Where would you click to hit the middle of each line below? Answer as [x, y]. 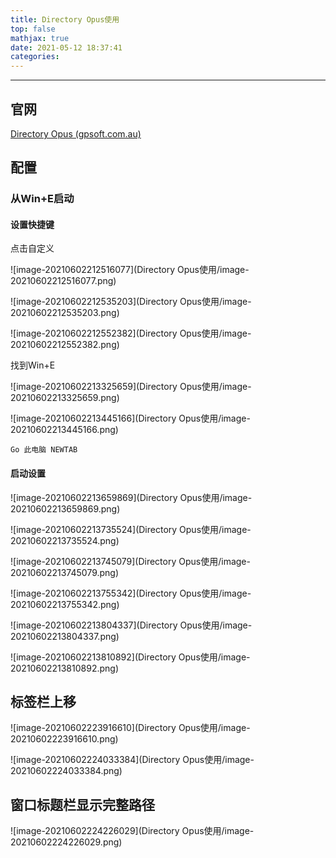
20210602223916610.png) [64, 739]
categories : [35, 57]
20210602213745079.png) [65, 572]
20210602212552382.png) [65, 345]
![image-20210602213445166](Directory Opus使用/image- [130, 418]
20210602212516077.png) [63, 281]
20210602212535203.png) [65, 313]
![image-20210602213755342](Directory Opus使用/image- [131, 593]
